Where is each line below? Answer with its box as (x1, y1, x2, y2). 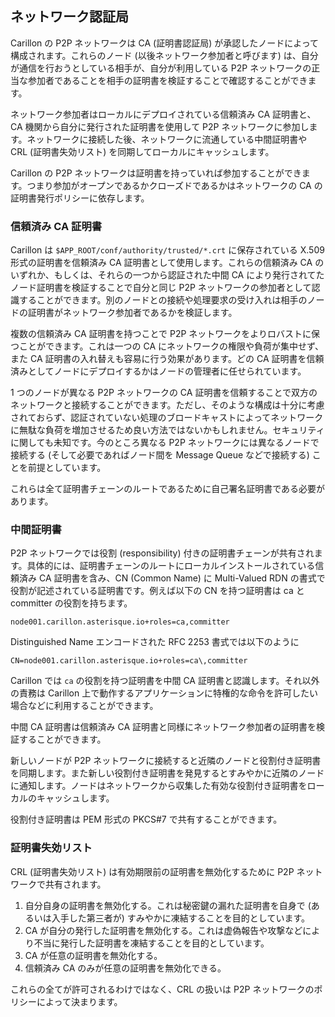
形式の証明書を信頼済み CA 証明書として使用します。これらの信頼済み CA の (10, 257, 325, 269)
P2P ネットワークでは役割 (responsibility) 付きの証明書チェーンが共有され (10, 547, 315, 559)
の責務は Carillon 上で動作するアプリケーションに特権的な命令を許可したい (10, 687, 318, 699)
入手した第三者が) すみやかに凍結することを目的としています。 (51, 912, 311, 924)
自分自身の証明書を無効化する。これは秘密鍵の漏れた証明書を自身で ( (24, 899, 312, 911)
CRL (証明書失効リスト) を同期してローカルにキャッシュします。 (10, 145, 275, 157)
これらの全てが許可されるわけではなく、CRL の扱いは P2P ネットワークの (10, 983, 315, 995)
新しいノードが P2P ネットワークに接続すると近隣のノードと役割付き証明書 (10, 755, 322, 767)
